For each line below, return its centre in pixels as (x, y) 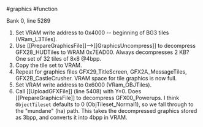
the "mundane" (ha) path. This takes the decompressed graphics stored (106, 111)
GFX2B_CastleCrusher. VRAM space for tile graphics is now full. (96, 78)
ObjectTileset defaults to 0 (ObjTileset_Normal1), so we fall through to (104, 104)
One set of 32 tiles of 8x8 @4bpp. (58, 59)
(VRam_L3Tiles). (36, 39)
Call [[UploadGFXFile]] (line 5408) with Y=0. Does (78, 91)
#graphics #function (32, 9)
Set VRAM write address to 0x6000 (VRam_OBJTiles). (83, 85)
